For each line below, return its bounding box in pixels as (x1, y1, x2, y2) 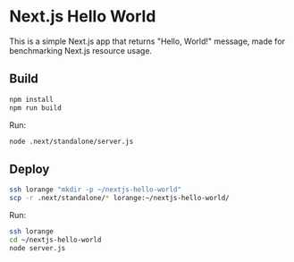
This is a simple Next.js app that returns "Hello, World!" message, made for (9, 36, 286, 46)
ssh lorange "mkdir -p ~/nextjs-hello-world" (9, 185, 181, 194)
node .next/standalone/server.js (9, 137, 134, 146)
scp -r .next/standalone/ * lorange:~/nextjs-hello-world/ (9, 194, 230, 203)
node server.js (9, 243, 66, 252)
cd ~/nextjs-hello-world (9, 235, 102, 244)
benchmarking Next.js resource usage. (9, 45, 153, 55)
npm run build (9, 103, 63, 113)
